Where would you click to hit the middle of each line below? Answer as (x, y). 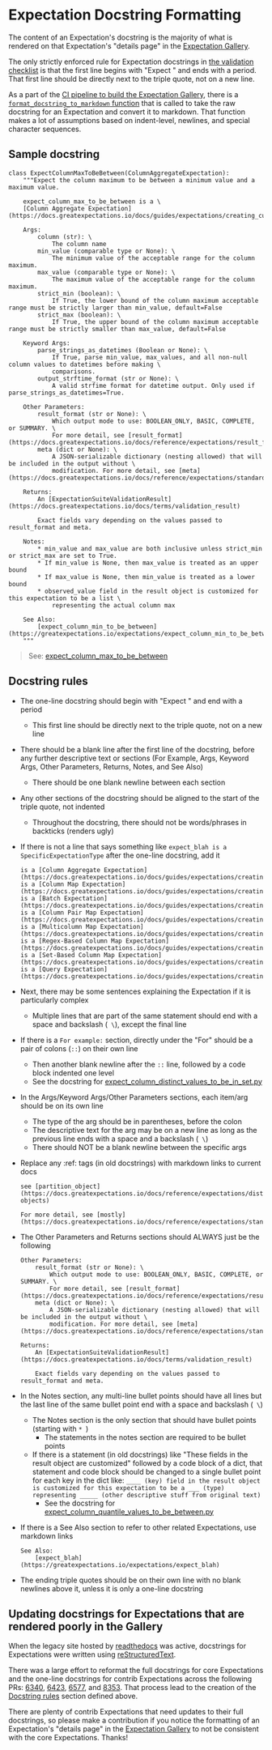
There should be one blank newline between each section (129, 782)
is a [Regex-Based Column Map (71, 941)
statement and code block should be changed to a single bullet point (147, 1471)
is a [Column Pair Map (58, 913)
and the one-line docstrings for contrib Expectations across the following (130, 1679)
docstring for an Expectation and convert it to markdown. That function (127, 112)
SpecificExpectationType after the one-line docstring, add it (120, 855)
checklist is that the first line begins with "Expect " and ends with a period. (132, 70)
